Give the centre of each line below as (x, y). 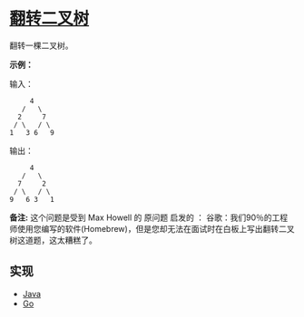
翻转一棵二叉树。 (41, 45)
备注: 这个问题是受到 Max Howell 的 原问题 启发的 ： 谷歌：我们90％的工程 (149, 217)
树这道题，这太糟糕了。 (53, 240)
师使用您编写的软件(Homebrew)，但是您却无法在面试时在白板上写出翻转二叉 (152, 228)
